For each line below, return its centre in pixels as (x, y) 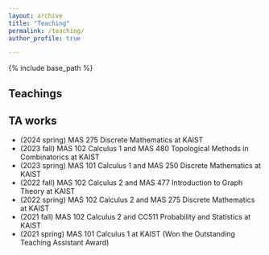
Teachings (35, 93)
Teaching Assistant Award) (64, 243)
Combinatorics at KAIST (60, 157)
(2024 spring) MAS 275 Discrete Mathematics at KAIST (112, 140)
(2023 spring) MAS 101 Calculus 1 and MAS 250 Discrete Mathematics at (141, 166)
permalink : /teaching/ (46, 31)
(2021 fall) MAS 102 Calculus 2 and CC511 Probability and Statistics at (135, 217)
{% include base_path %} (51, 68)
